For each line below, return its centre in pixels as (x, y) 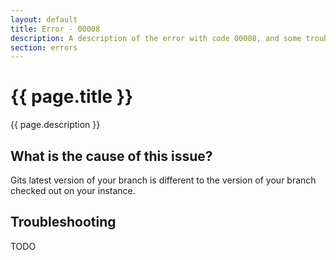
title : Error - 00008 (55, 29)
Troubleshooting (63, 222)
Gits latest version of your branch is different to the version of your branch (163, 180)
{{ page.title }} (72, 97)
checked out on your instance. (73, 190)
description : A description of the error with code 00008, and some (156, 38)
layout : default (44, 19)
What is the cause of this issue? (111, 156)
